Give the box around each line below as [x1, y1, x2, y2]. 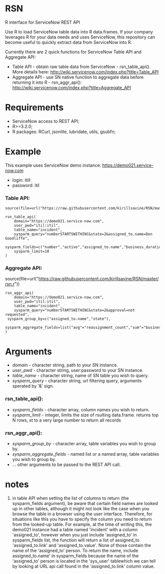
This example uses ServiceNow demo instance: [5, 162, 102, 168]
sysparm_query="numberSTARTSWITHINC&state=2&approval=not [14, 308, 135, 313]
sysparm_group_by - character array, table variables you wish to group [12, 440, 156, 446]
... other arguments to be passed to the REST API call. [12, 462, 121, 467]
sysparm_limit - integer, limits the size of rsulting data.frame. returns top [12, 412, 159, 418]
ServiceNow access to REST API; [12, 118, 80, 124]
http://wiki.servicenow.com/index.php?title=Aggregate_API [12, 84, 131, 90]
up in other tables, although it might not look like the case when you [12, 505, 150, 511]
